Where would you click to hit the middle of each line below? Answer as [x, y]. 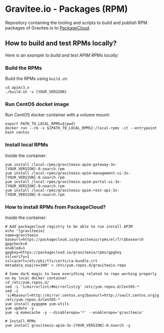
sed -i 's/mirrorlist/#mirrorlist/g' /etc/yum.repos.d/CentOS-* [72, 287]
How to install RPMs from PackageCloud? [55, 207]
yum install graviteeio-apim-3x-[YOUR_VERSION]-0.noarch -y [68, 325]
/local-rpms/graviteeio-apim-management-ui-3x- [81, 173]
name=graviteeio [22, 235]
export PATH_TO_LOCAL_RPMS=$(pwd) [41, 124]
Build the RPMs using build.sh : [37, 79]
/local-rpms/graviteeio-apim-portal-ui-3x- [76, 182]
